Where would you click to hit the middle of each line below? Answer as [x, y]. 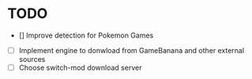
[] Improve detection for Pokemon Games [86, 35]
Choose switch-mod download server [80, 68]
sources [32, 59]
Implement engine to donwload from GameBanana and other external [132, 50]
